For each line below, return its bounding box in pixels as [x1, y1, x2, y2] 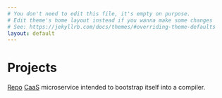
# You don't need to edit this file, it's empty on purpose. [7, 10, 191, 17]
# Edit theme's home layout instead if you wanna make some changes [7, 17, 213, 24]
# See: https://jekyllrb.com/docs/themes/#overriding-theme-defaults [7, 23, 216, 30]
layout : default [7, 29, 55, 37]
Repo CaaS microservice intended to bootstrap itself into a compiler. [7, 83, 206, 92]
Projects [7, 60, 58, 76]
